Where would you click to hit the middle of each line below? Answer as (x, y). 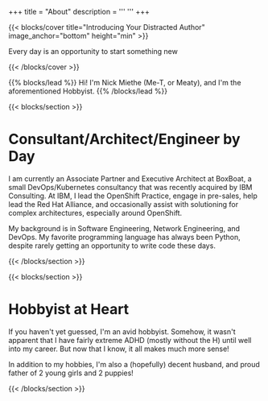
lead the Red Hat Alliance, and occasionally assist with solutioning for (124, 204)
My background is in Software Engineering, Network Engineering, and (124, 228)
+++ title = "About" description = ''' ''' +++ (79, 12)
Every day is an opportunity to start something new (93, 51)
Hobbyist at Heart (69, 310)
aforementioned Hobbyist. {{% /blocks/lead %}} (88, 91)
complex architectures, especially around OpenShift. (95, 213)
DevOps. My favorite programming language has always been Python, (125, 237)
